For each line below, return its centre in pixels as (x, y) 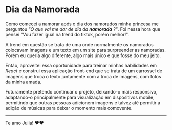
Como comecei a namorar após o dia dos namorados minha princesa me (82, 24)
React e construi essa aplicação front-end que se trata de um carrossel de (84, 71)
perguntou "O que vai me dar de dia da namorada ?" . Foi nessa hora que (83, 29)
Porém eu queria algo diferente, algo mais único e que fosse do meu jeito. (83, 55)
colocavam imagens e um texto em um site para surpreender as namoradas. (86, 50)
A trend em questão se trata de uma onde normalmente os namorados (79, 44)
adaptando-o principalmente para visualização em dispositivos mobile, (80, 97)
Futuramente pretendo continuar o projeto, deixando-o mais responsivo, (81, 91)
